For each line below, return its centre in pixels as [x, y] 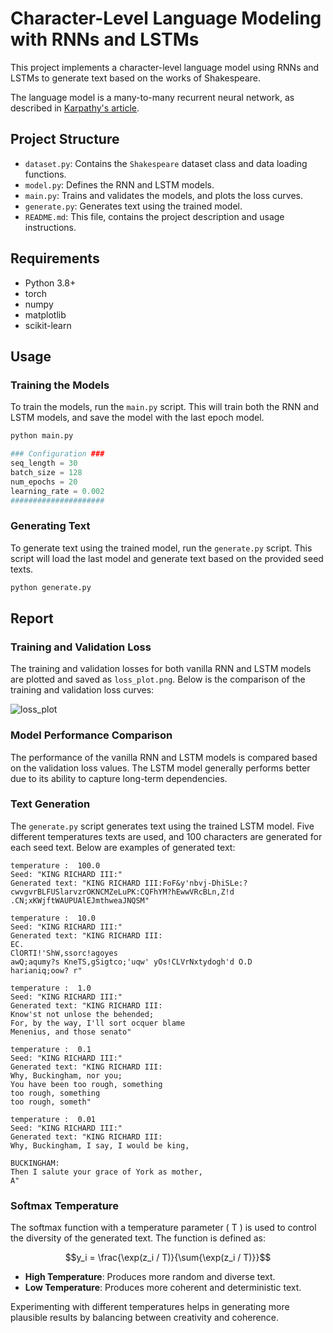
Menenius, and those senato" [71, 1032]
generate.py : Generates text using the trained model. [133, 206]
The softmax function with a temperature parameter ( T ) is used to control [163, 1228]
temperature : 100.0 [55, 865]
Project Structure [65, 139]
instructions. [50, 227]
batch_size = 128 [46, 472]
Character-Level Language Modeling [166, 18]
